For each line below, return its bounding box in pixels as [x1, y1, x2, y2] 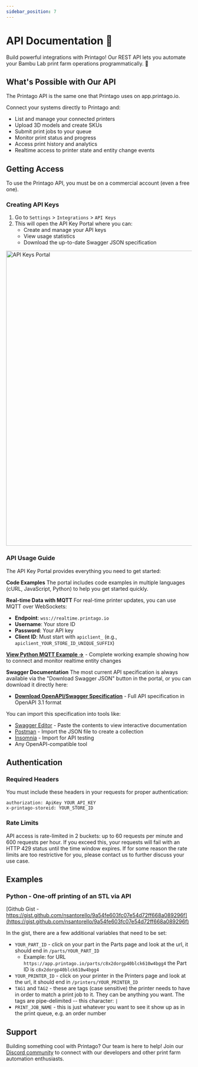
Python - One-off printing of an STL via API [6, 892, 131, 901]
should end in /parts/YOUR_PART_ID [14, 947, 100, 954]
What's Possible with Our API [6, 77, 116, 87]
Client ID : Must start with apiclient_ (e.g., [14, 633, 117, 640]
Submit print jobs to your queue [14, 128, 92, 135]
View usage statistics [23, 233, 75, 240]
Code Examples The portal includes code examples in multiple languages [6, 579, 186, 586]
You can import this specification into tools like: [6, 710, 121, 717]
